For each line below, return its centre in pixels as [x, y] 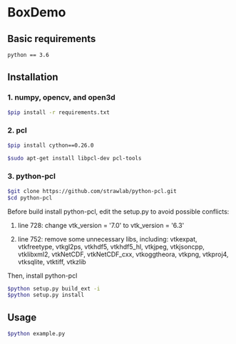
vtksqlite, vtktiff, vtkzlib [52, 261]
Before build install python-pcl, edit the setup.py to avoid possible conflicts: [118, 212]
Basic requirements [52, 39]
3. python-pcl [31, 177]
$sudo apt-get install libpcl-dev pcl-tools [75, 158]
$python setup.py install [46, 295]
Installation [33, 77]
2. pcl [17, 130]
